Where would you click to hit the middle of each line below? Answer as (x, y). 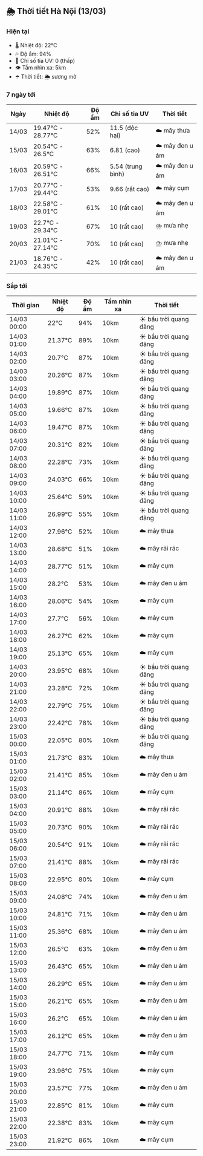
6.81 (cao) (125, 150)
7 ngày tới (21, 94)
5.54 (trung (126, 166)
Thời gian (26, 305)
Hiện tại (18, 31)
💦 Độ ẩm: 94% (33, 54)
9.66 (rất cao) (130, 189)
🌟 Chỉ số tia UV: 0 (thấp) (45, 60)
